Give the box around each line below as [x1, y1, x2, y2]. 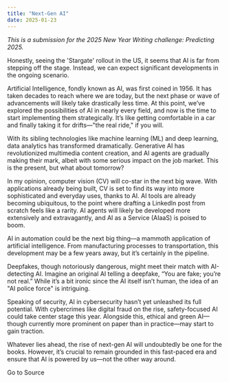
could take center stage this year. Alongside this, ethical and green [7, 312, 197, 321]
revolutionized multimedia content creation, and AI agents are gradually [7, 149, 210, 157]
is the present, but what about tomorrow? [7, 163, 124, 172]
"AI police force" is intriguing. [7, 284, 91, 292]
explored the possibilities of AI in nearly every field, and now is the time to [7, 106, 217, 114]
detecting [7, 270, 34, 278]
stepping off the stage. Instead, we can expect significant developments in [7, 63, 219, 72]
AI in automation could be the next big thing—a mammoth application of [7, 234, 211, 242]
